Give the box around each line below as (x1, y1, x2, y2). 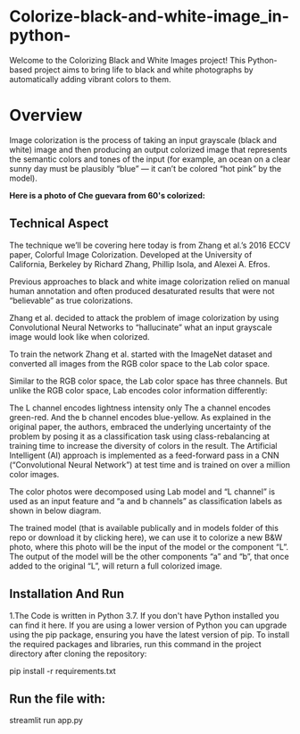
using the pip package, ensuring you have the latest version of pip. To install (9, 629, 290, 640)
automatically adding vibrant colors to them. (9, 73, 171, 84)
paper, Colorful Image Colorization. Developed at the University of (9, 249, 253, 260)
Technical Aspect (9, 216, 109, 232)
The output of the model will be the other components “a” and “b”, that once (9, 551, 289, 561)
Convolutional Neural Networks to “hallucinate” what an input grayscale (9, 322, 272, 333)
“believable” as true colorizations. (9, 295, 134, 306)
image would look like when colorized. (9, 331, 150, 342)
